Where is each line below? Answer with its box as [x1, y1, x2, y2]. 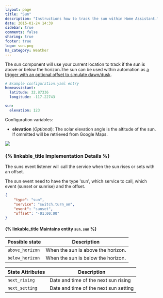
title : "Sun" [5, 12, 32, 17]
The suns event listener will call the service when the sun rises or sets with [5, 164, 155, 169]
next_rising [7, 277, 35, 283]
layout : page [5, 7, 32, 12]
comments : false [5, 30, 38, 35]
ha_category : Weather [5, 48, 49, 53]
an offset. [5, 169, 24, 175]
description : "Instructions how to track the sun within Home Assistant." [5, 16, 160, 21]
